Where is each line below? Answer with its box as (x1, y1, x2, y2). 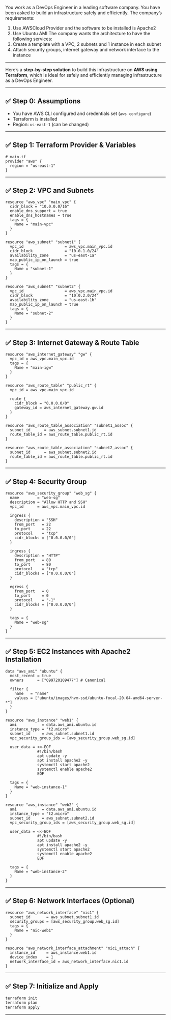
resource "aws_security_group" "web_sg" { (5, 491, 97, 496)
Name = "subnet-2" (14, 311, 53, 316)
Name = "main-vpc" (14, 222, 53, 227)
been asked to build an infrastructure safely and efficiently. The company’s (5, 10, 162, 16)
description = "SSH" (14, 517, 58, 523)
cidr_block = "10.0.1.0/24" (10, 249, 99, 254)
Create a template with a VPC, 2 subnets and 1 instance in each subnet (12, 41, 161, 47)
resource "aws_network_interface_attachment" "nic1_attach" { (5, 946, 140, 951)
